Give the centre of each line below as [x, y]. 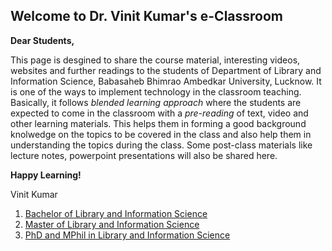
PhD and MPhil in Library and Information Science [127, 235]
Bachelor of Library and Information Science [116, 213]
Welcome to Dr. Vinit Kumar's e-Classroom [147, 16]
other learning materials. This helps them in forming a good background [158, 123]
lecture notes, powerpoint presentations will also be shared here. [144, 155]
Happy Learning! [46, 175]
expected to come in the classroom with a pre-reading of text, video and [159, 113]
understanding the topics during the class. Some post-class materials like [161, 145]
